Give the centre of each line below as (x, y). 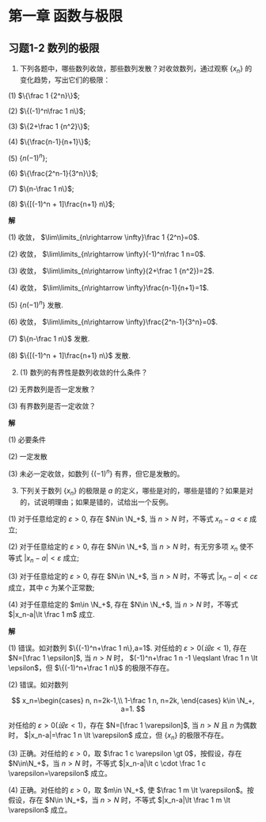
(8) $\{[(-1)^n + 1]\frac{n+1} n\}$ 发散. (70, 356)
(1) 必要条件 (27, 440)
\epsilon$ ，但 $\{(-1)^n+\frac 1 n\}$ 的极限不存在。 (91, 668)
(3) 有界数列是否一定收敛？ (52, 406)
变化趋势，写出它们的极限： (65, 79)
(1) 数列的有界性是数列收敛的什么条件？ (84, 372)
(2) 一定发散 (28, 457)
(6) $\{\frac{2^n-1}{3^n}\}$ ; (53, 173)
